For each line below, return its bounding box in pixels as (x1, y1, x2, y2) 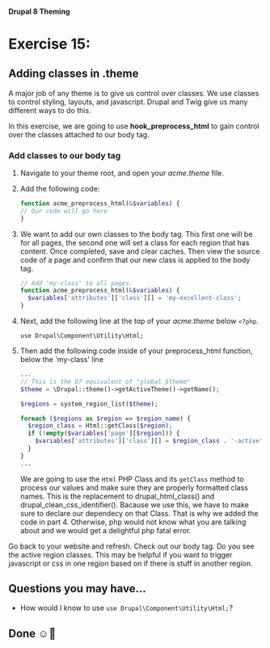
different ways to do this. (8, 105, 91, 115)
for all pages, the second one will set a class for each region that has (19, 238, 250, 247)
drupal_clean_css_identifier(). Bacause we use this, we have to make (19, 499, 249, 509)
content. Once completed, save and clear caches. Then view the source (19, 246, 260, 256)
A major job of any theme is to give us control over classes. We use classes (8, 88, 259, 98)
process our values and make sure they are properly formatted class (19, 482, 248, 492)
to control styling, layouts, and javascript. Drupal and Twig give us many (8, 97, 248, 107)
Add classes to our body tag (8, 149, 121, 161)
